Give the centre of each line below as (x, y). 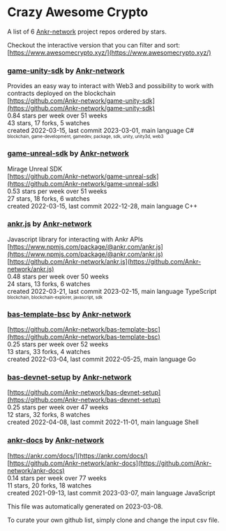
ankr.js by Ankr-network (50, 224)
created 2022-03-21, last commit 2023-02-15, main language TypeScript (112, 291)
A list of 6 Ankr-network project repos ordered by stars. (87, 31)
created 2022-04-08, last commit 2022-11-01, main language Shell (103, 422)
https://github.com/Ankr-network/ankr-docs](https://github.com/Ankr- (111, 463)
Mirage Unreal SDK (35, 169)
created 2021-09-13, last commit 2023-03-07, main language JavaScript (111, 493)
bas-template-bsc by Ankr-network (69, 314)
